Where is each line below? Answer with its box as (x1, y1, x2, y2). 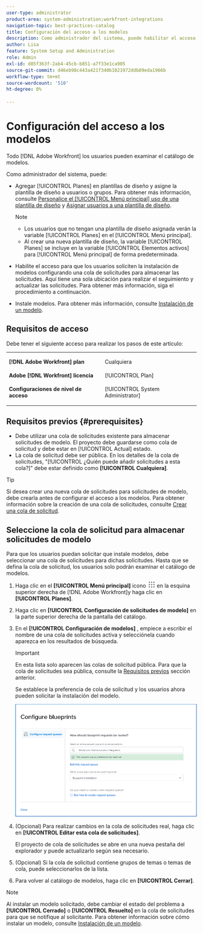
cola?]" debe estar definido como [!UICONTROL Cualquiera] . (14, 465, 168, 472)
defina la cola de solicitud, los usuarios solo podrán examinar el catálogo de (6, 563, 195, 571)
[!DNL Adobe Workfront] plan (8, 358, 85, 365)
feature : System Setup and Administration (6, 48, 115, 54)
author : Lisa (6, 42, 39, 48)
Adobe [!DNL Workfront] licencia (8, 372, 94, 379)
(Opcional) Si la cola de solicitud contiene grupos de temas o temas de (14, 859, 192, 866)
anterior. (14, 674, 36, 681)
